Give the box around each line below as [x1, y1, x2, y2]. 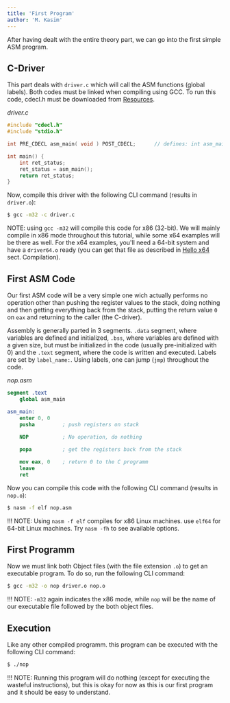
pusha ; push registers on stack [19, 421, 139, 428]
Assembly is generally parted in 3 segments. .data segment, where [7, 327, 197, 334]
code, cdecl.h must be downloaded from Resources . [7, 95, 155, 104]
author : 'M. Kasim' [7, 16, 63, 23]
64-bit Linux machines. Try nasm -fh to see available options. [7, 524, 179, 532]
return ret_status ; [19, 172, 75, 179]
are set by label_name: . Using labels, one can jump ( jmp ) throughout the [7, 356, 209, 364]
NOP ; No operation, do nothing [19, 434, 142, 441]
